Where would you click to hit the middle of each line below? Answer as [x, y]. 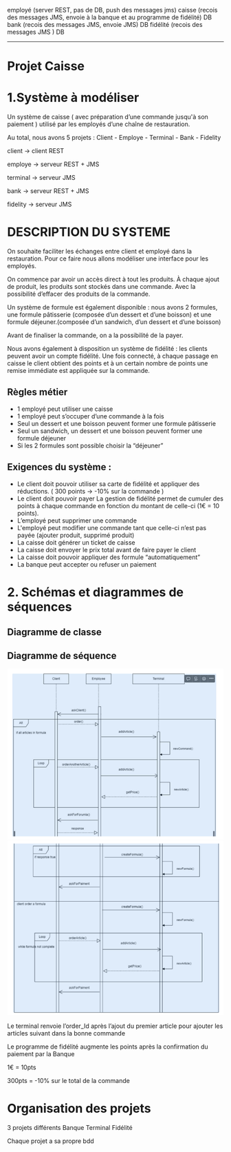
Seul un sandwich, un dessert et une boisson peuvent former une [110, 431]
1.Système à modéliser [73, 98]
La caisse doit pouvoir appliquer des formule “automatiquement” [109, 557]
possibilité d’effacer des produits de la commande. [79, 294]
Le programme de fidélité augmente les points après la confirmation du [108, 1047]
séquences [40, 607]
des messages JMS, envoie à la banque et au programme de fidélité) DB [109, 17]
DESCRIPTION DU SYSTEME [89, 232]
